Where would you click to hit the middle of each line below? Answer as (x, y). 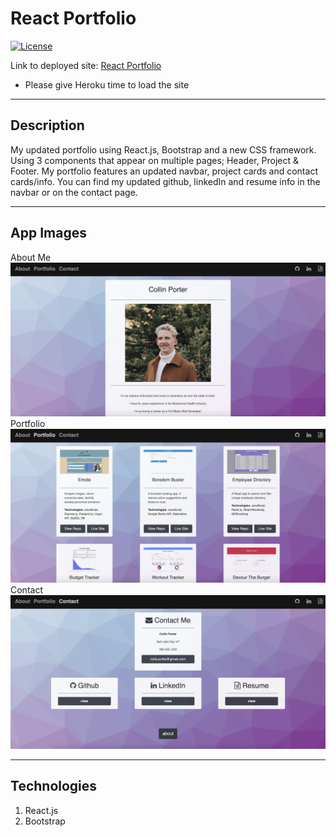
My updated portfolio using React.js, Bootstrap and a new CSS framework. (163, 149)
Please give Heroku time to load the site (107, 84)
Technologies (54, 786)
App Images (48, 233)
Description (47, 125)
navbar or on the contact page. (74, 192)
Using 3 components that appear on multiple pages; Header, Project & (155, 160)
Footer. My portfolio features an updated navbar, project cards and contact (164, 171)
